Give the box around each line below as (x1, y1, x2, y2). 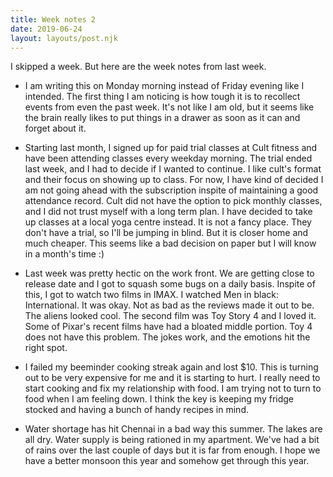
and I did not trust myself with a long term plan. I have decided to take (24, 206, 313, 218)
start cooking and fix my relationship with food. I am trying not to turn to (24, 382, 322, 395)
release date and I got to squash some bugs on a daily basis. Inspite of (24, 278, 316, 290)
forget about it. (24, 122, 87, 135)
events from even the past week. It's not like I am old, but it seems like (24, 101, 315, 113)
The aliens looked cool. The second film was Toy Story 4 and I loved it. (24, 310, 317, 322)
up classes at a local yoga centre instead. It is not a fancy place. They (24, 216, 312, 228)
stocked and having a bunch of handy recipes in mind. (24, 404, 249, 416)
